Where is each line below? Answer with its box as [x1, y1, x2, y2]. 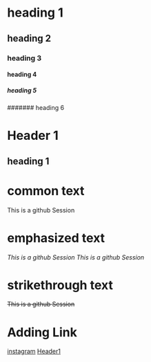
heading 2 [7, 33, 52, 44]
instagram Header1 [7, 347, 61, 356]
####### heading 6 [7, 104, 64, 112]
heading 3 [7, 53, 42, 63]
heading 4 [7, 71, 37, 79]
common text [7, 183, 85, 199]
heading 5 [7, 86, 37, 94]
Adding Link [7, 324, 77, 340]
